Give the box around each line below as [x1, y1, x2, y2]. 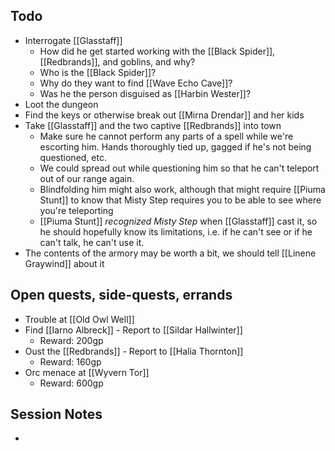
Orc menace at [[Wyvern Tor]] [24, 366, 150, 378]
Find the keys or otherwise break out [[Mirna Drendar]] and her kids [24, 109, 305, 121]
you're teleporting [39, 204, 114, 216]
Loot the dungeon [24, 98, 99, 110]
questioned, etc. [39, 151, 107, 163]
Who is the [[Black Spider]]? [39, 66, 157, 78]
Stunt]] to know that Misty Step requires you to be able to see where [39, 194, 322, 206]
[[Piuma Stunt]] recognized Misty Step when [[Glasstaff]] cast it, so [39, 215, 318, 227]
